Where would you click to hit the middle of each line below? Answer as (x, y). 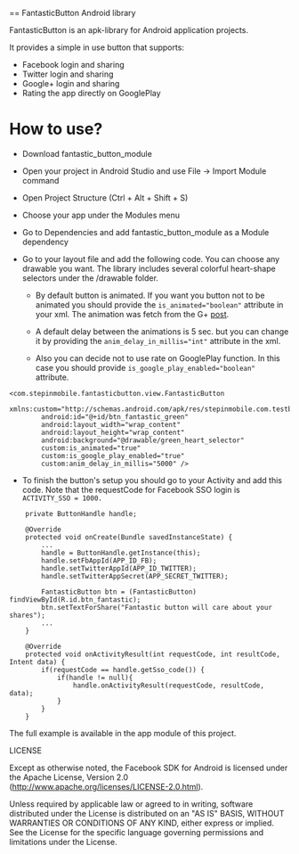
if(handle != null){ (95, 677)
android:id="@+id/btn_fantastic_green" (115, 417)
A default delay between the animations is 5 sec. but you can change (162, 331)
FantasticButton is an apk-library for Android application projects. (129, 30)
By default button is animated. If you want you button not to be (150, 295)
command (40, 180)
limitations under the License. (63, 842)
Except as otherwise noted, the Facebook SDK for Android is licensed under (149, 768)
